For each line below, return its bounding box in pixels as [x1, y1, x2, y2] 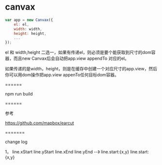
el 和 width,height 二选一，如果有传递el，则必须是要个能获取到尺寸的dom [5, 49, 151, 55]
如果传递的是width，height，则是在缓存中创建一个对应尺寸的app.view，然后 [5, 66, 158, 72]
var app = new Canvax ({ [5, 17, 53, 22]
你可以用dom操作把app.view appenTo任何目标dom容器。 [5, 72, 119, 78]
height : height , [14, 31, 47, 36]
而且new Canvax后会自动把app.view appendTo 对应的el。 [13, 55, 130, 62]
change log [5, 139, 28, 145]
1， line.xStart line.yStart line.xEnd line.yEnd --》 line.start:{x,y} [5, 149, 130, 155]
